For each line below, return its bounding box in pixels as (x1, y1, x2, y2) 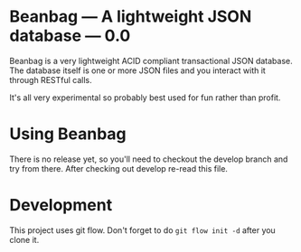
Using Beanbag (9, 124, 127, 145)
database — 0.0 (9, 25, 131, 46)
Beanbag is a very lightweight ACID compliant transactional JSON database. (9, 55, 294, 66)
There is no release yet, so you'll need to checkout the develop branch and (9, 154, 288, 164)
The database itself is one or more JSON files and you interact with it (9, 65, 267, 76)
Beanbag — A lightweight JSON (9, 6, 252, 27)
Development (9, 195, 113, 216)
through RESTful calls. (9, 74, 92, 85)
